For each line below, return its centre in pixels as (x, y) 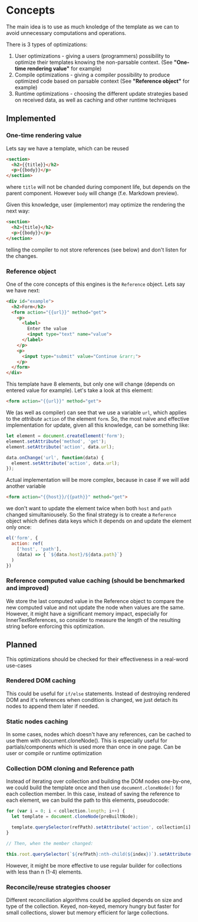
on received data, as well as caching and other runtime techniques (95, 100)
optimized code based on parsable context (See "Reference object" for (102, 81)
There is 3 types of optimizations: (47, 44)
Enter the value (47, 329)
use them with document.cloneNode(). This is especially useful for (87, 741)
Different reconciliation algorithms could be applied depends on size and (94, 900)
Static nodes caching (37, 721)
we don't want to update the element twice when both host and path (89, 508)
